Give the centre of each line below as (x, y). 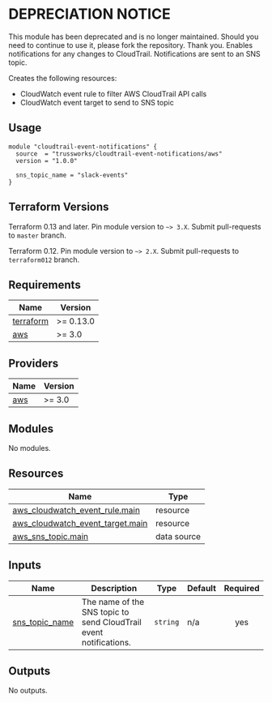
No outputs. (28, 691)
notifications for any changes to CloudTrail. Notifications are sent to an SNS (134, 54)
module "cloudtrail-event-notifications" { (83, 147)
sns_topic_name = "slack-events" (72, 175)
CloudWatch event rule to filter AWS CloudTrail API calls (113, 93)
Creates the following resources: (63, 78)
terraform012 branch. (44, 259)
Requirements (45, 285)
